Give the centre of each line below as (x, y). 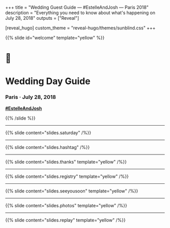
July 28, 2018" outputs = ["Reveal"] (42, 18)
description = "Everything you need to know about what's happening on (80, 13)
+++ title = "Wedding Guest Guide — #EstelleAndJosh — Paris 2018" (77, 7)
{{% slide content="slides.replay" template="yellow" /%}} (66, 220)
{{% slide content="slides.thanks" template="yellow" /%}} (66, 162)
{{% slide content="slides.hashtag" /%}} (48, 147)
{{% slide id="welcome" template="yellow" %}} (55, 38)
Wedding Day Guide (48, 81)
